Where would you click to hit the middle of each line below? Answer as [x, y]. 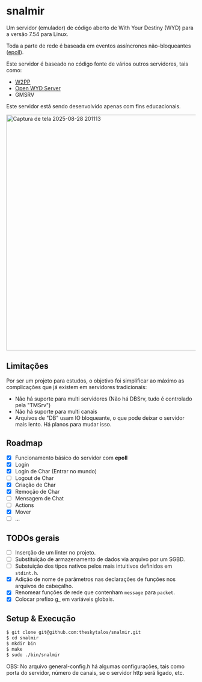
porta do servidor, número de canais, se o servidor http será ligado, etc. [95, 672]
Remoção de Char [37, 491]
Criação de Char [35, 485]
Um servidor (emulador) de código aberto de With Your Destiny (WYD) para [100, 28]
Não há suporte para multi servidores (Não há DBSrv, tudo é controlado [103, 399]
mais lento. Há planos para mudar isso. [63, 424]
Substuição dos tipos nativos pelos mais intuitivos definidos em [93, 566]
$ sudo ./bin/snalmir [33, 655]
